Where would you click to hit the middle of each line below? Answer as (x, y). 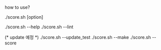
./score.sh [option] (24, 17)
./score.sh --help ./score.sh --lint (39, 27)
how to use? (17, 7)
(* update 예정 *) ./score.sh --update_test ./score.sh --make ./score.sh (78, 37)
